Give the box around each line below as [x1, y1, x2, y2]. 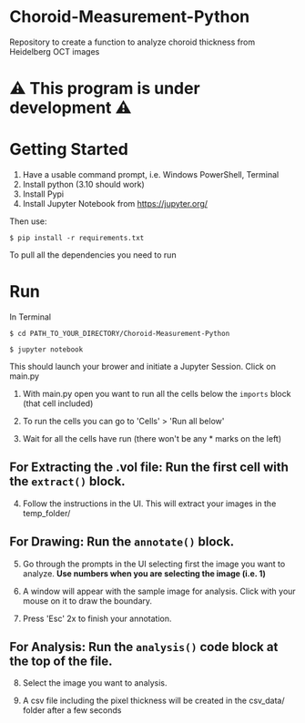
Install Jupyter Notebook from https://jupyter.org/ [22, 199, 208, 209]
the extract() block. [9, 474, 126, 489]
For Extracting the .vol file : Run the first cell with [9, 460, 290, 475]
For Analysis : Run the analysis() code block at [9, 639, 279, 655]
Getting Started [9, 139, 129, 160]
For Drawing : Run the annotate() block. [9, 535, 235, 550]
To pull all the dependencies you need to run [9, 249, 177, 260]
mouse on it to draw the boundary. [22, 595, 153, 606]
